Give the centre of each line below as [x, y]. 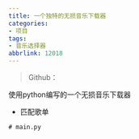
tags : [17, 38]
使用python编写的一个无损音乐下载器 [69, 95]
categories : [28, 23]
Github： [43, 77]
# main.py [25, 127]
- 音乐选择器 [27, 46]
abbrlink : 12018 [36, 53]
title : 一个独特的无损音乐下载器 [57, 16]
